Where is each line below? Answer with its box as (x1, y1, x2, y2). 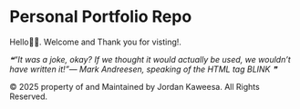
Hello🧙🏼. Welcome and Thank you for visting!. (9, 36, 182, 47)
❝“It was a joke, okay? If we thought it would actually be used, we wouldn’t (9, 54, 292, 64)
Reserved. (9, 91, 48, 102)
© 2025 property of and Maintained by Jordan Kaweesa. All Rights (9, 81, 260, 92)
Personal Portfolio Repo (9, 6, 192, 27)
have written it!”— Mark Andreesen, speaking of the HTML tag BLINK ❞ (9, 64, 277, 74)
